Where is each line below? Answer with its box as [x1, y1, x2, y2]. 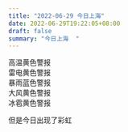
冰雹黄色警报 [8, 98, 51, 108]
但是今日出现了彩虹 [8, 115, 72, 126]
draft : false [8, 27, 52, 35]
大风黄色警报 [8, 88, 51, 98]
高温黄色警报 [8, 57, 51, 67]
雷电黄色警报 [8, 68, 51, 78]
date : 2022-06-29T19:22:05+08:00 [8, 19, 121, 28]
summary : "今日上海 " [8, 34, 80, 43]
